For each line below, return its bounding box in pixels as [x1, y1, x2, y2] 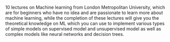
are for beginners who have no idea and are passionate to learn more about [5, 10, 163, 16]
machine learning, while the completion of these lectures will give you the [5, 15, 159, 21]
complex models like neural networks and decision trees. [5, 31, 124, 37]
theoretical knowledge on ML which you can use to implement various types [5, 20, 165, 26]
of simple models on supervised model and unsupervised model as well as [5, 26, 161, 32]
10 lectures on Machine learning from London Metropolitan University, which [5, 5, 165, 10]
